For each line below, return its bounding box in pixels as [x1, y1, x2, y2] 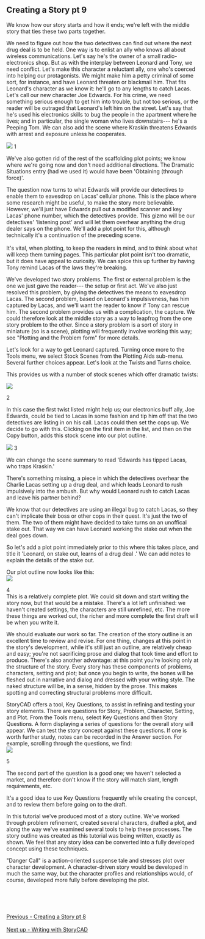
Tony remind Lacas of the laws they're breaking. [6, 264, 128, 271]
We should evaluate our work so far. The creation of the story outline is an [6, 630, 192, 637]
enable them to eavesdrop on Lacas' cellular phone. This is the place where [6, 192, 196, 200]
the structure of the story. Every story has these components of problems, [6, 662, 193, 670]
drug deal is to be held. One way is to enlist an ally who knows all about [6, 46, 186, 53]
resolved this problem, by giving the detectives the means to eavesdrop [6, 288, 187, 295]
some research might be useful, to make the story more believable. [6, 198, 175, 206]
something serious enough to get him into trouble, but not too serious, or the [6, 98, 198, 105]
